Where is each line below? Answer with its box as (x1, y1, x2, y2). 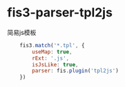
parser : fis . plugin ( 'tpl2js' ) (32, 67, 119, 75)
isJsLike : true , (32, 61, 79, 68)
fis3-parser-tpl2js (7, 5, 113, 21)
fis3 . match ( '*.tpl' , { (19, 42, 85, 49)
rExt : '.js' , (32, 55, 70, 62)
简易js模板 (7, 28, 37, 36)
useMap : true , (32, 48, 73, 55)
